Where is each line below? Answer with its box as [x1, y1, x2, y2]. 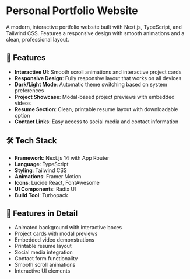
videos [14, 99, 31, 106]
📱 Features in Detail [6, 208, 78, 218]
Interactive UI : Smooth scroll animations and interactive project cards [14, 68, 182, 75]
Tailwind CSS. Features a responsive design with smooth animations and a [6, 29, 185, 36]
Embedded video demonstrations [14, 236, 95, 243]
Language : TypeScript [14, 160, 69, 167]
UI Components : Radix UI [14, 185, 76, 192]
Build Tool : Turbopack [14, 191, 68, 198]
